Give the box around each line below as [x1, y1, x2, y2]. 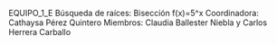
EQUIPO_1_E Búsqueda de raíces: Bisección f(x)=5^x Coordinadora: [8, 8, 260, 18]
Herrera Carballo [8, 27, 71, 37]
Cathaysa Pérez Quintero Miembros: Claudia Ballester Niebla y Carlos [8, 17, 268, 28]
